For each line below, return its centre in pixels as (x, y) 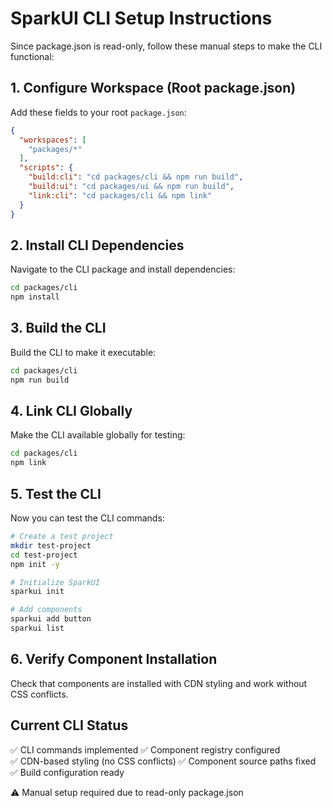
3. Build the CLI (58, 328)
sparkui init (37, 592)
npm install (35, 297)
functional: (32, 56)
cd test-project (44, 555)
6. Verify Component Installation (114, 659)
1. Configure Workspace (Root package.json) (153, 88)
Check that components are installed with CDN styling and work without (159, 683)
